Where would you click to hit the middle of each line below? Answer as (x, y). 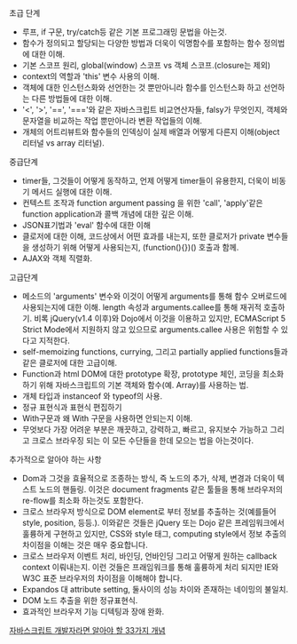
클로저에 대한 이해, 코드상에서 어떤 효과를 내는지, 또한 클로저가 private (143, 236)
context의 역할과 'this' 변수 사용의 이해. (90, 76)
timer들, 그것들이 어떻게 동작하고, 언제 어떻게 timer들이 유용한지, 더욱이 (146, 181)
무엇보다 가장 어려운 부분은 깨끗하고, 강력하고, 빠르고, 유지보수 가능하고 (145, 429)
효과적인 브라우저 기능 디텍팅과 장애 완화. (93, 612)
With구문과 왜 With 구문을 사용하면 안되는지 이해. (107, 418)
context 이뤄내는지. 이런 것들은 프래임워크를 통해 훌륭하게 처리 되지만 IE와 (150, 567)
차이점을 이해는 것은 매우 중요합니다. (85, 545)
